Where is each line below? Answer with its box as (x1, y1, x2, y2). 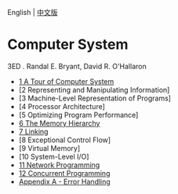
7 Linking (18, 126, 49, 136)
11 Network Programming (18, 160, 100, 170)
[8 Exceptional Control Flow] (18, 135, 111, 145)
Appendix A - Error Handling (18, 177, 111, 186)
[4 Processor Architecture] (18, 101, 105, 111)
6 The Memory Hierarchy (18, 118, 100, 128)
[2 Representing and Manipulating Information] (18, 85, 170, 94)
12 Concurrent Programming (18, 168, 111, 178)
